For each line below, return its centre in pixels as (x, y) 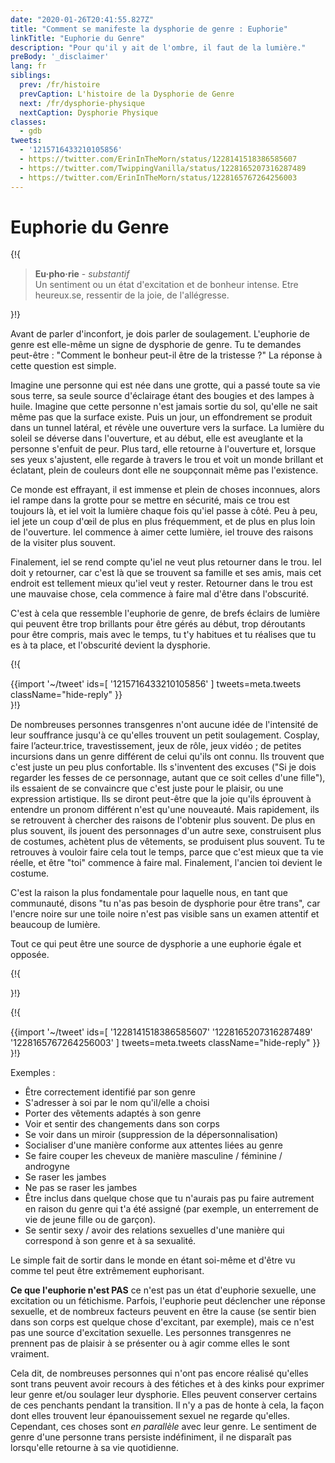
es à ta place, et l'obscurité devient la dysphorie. (110, 645)
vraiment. (30, 1354)
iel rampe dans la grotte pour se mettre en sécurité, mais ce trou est (150, 500)
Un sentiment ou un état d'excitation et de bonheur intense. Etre (166, 285)
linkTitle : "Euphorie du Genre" (77, 38)
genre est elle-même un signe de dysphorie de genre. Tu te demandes (156, 345)
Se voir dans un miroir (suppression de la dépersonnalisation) (151, 1135)
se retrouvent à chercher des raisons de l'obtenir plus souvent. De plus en (163, 820)
